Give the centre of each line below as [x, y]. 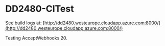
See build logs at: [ [25, 23]
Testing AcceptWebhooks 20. [37, 38]
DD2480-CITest [40, 9]
